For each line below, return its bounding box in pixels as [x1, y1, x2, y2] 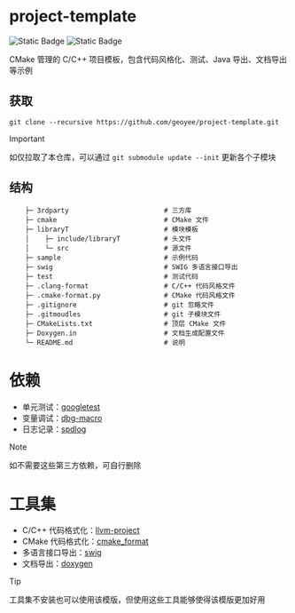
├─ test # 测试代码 [25, 272, 199, 281]
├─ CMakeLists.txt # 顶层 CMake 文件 [25, 319, 227, 328]
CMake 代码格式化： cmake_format [21, 536, 149, 547]
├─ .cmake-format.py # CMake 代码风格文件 [25, 291, 236, 299]
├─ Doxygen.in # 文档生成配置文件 [25, 329, 225, 338]
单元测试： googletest [21, 402, 100, 412]
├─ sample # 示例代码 [25, 253, 199, 262]
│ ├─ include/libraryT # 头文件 [25, 234, 192, 243]
